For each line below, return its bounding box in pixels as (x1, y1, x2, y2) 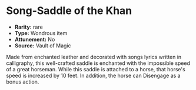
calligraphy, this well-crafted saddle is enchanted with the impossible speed (6, 60, 190, 67)
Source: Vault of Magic (14, 42, 72, 49)
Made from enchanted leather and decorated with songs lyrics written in (6, 53, 182, 60)
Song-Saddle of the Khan (6, 4, 132, 18)
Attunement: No (14, 36, 55, 43)
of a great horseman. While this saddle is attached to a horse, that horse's (6, 65, 185, 72)
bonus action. (6, 78, 39, 85)
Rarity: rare (14, 23, 43, 30)
